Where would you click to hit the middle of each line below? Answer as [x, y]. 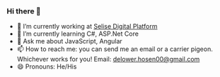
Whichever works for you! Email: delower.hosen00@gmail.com [108, 59]
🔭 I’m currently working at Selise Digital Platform [87, 27]
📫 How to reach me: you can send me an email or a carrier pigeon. [115, 49]
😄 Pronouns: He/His [47, 66]
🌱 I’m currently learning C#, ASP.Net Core [78, 34]
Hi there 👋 [24, 11]
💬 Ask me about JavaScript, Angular [70, 41]
